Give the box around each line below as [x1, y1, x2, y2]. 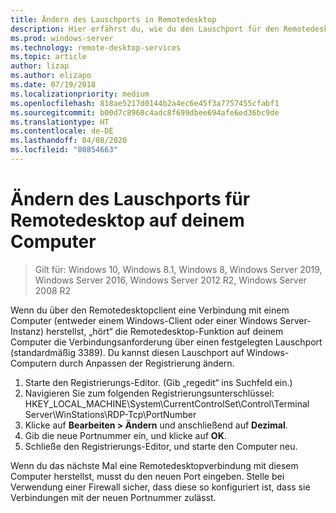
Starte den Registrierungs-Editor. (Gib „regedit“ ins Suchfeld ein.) [24, 376, 293, 388]
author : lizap [10, 61, 70, 71]
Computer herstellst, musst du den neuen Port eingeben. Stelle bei [10, 470, 285, 482]
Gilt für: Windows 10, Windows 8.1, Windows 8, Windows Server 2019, [34, 263, 323, 275]
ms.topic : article [10, 52, 87, 62]
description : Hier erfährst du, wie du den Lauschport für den [10, 24, 280, 34]
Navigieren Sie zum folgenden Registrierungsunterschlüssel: [24, 387, 275, 399]
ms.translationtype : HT [10, 117, 110, 127]
